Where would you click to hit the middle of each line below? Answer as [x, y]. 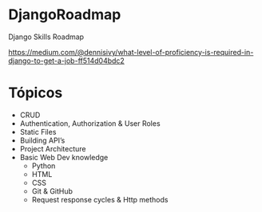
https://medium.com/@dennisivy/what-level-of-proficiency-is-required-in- [131, 52]
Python [44, 166]
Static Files [38, 132]
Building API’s [42, 140]
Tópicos [36, 93]
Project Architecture [53, 148]
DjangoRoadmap [65, 15]
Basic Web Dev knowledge [64, 157]
